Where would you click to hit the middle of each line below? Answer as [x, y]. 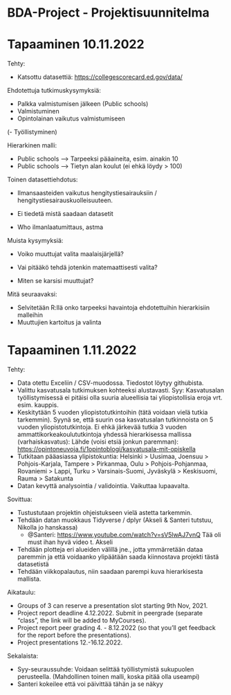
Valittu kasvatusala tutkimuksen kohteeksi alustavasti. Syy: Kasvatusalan [121, 390]
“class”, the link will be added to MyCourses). [82, 620]
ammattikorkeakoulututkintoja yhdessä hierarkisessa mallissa [104, 435]
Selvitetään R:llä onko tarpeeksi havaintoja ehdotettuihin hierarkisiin [113, 308]
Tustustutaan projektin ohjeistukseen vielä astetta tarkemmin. [104, 513]
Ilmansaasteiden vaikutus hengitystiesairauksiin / [87, 193]
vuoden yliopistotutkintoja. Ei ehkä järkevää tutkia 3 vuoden [102, 427]
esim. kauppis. [38, 405]
